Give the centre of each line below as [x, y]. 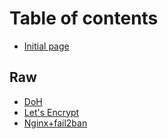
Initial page [46, 46]
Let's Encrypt [51, 112]
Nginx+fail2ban [55, 123]
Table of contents [84, 18]
